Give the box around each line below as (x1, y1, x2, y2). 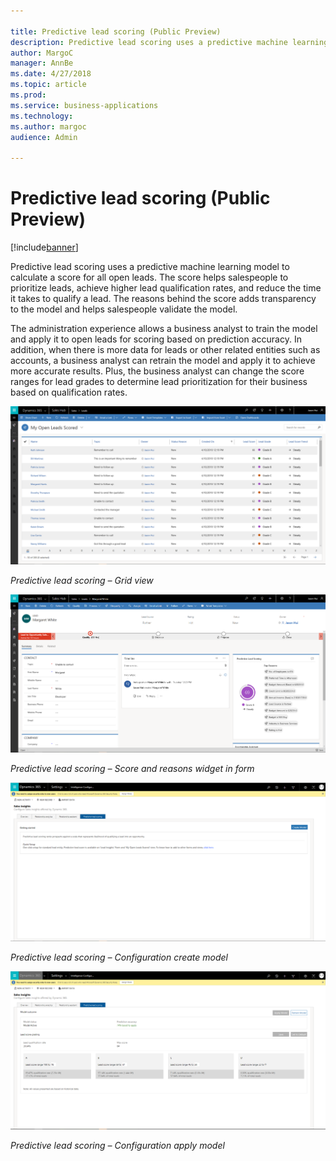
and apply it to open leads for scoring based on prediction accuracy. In (10, 333, 302, 345)
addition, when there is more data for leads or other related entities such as (10, 344, 321, 356)
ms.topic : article (10, 80, 87, 90)
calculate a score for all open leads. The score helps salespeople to (10, 271, 289, 284)
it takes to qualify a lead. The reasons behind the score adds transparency (10, 293, 317, 305)
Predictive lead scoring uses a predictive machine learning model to (10, 261, 290, 273)
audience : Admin (10, 132, 78, 142)
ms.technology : (10, 111, 74, 121)
